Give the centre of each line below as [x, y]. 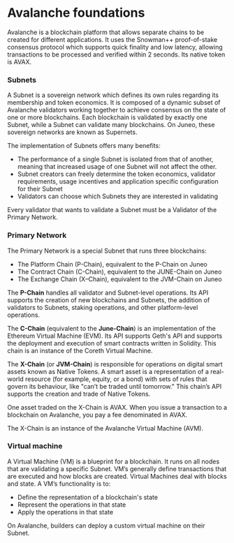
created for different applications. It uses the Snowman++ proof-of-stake [112, 39]
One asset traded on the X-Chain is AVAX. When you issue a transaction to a [117, 407]
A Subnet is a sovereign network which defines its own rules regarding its [113, 95]
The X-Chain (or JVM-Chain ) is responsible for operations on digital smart [115, 364]
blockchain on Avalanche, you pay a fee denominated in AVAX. [97, 415]
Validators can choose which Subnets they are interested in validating [118, 196]
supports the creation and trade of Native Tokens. [79, 394]
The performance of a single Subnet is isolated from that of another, [115, 159]
